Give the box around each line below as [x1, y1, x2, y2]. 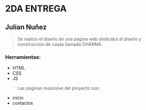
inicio [12, 95, 24, 101]
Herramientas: [5, 53, 41, 60]
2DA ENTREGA [5, 3, 67, 14]
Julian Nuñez [5, 23, 47, 31]
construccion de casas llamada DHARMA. [17, 41, 103, 47]
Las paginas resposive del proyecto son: [17, 85, 100, 91]
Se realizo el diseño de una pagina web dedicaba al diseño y [17, 36, 142, 42]
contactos [12, 100, 33, 106]
